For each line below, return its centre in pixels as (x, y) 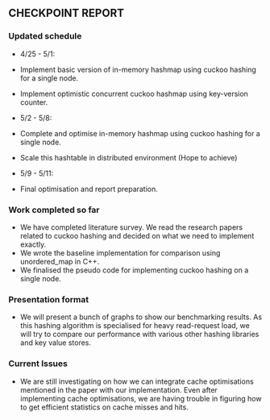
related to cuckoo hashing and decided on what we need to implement (137, 235)
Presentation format (49, 299)
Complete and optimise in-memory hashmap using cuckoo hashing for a (140, 133)
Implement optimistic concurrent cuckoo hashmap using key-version (134, 94)
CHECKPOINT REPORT (66, 13)
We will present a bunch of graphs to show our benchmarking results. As (141, 317)
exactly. (33, 244)
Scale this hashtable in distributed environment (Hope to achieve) (129, 157)
